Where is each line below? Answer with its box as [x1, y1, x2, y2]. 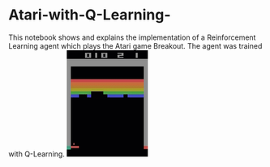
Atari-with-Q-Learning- [8, 6, 171, 24]
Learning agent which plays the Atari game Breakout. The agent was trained [8, 41, 263, 50]
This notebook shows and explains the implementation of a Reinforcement [8, 32, 256, 42]
